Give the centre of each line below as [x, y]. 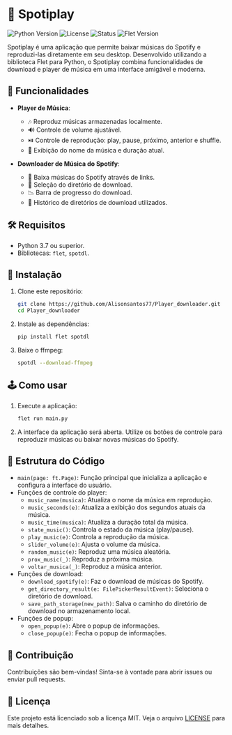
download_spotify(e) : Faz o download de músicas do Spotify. [116, 582]
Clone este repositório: [50, 291]
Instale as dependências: [53, 324]
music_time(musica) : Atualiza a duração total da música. [108, 523]
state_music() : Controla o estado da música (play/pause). [110, 529]
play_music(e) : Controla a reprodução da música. [99, 537]
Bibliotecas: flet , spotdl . [53, 253]
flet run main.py [42, 418]
